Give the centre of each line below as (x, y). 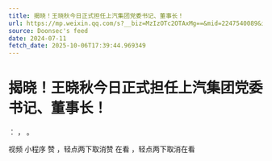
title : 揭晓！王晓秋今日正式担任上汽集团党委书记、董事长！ (96, 16)
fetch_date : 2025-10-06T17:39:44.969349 (77, 46)
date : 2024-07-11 (38, 38)
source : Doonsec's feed (48, 31)
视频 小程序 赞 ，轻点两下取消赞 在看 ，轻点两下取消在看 (102, 149)
